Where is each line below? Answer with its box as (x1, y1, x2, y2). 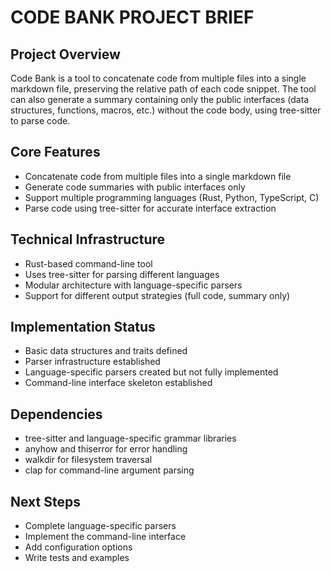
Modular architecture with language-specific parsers (24, 279, 243, 291)
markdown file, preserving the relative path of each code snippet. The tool (10, 83, 317, 95)
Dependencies (10, 406, 103, 423)
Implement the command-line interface (24, 531, 187, 543)
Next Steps (10, 493, 81, 510)
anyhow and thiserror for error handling (24, 443, 188, 455)
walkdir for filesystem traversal (24, 454, 153, 466)
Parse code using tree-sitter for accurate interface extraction (24, 202, 277, 214)
